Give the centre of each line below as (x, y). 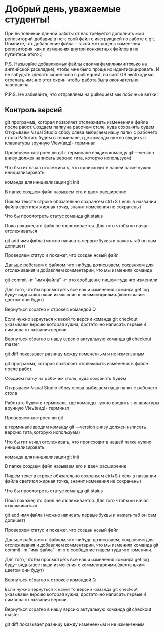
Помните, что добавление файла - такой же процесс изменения (73, 43)
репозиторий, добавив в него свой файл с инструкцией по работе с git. (80, 39)
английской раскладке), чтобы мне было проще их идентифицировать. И (82, 69)
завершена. (17, 84)
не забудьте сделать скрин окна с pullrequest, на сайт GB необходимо (79, 74)
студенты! (28, 20)
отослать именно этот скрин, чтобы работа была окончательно (72, 80)
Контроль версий (33, 110)
